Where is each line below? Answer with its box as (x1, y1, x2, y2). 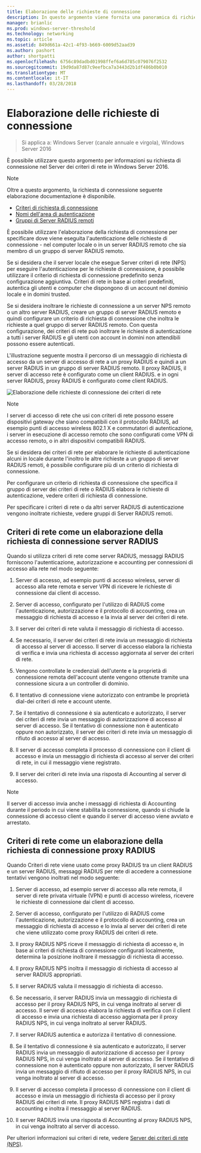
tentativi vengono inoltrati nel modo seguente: (7, 874, 120, 881)
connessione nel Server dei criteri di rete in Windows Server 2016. (7, 163, 169, 170)
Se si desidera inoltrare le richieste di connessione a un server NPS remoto (7, 302, 191, 309)
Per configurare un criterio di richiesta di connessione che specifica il (7, 479, 178, 486)
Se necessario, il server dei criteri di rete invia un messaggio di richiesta (15, 636, 193, 644)
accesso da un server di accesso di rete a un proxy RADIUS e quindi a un (7, 358, 187, 365)
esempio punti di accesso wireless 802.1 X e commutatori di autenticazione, (7, 424, 193, 431)
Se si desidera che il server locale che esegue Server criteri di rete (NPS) (7, 259, 187, 266)
